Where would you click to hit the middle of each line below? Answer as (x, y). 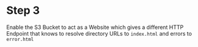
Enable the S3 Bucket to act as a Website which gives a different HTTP (95, 27)
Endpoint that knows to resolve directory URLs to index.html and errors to (99, 33)
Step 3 (23, 11)
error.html (20, 39)
